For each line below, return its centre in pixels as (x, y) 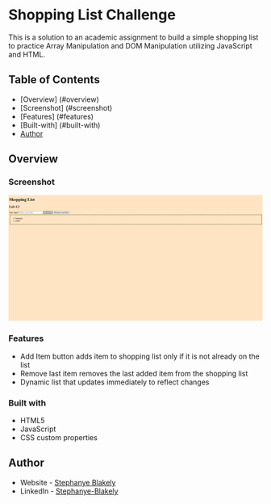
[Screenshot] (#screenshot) (66, 107)
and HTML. (27, 54)
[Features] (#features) (57, 116)
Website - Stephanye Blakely (68, 482)
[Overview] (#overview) (59, 99)
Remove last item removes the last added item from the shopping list (134, 373)
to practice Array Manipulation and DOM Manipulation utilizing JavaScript (130, 45)
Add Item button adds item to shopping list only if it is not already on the (140, 356)
